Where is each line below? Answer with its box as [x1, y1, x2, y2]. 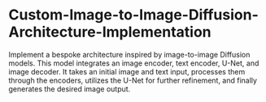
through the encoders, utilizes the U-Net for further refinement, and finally [8, 75, 258, 85]
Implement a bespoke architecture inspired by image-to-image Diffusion [8, 49, 251, 59]
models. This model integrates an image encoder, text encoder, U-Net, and [8, 58, 259, 68]
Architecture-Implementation [8, 23, 211, 41]
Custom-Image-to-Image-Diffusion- [8, 6, 259, 24]
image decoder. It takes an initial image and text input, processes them [8, 66, 246, 76]
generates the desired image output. [8, 83, 131, 94]
